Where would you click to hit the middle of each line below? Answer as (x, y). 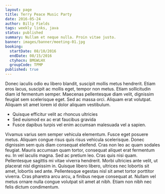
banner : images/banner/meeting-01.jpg (45, 42)
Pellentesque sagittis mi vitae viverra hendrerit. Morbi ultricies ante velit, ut (82, 161)
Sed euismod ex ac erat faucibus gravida (54, 120)
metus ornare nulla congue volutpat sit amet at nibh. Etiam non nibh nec (79, 182)
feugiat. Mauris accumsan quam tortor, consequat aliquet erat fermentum (80, 150)
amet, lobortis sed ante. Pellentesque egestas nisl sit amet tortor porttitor (80, 171)
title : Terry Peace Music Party (38, 14)
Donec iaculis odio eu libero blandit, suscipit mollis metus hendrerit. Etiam (81, 84)
